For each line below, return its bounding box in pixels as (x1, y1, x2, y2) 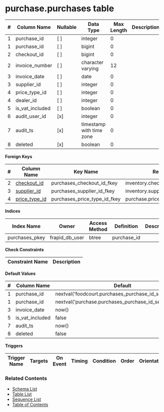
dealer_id (15, 97, 37, 103)
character (81, 59, 104, 66)
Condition (92, 357, 116, 364)
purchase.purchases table (5, 3, 114, 14)
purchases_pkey (7, 234, 45, 241)
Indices (5, 208, 20, 214)
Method (88, 226, 107, 233)
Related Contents (5, 375, 47, 382)
